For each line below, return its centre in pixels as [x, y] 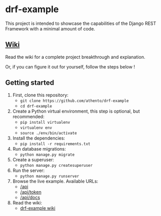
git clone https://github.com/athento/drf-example [74, 101]
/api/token [31, 192]
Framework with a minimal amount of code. [50, 28]
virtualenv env [36, 128]
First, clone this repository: [40, 95]
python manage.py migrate [47, 155]
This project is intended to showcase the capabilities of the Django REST [81, 23]
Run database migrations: [39, 149]
